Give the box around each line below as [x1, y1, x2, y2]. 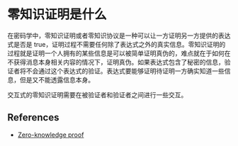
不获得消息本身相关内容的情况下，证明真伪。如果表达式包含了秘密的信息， [7, 57, 225, 66]
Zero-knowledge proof [17, 130, 84, 139]
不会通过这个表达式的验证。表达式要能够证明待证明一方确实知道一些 [25, 67, 225, 75]
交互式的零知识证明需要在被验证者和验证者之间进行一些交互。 [7, 90, 188, 99]
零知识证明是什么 [7, 6, 108, 23]
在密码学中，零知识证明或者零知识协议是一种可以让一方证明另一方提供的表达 [7, 31, 231, 40]
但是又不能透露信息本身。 [19, 75, 94, 84]
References [7, 111, 59, 124]
